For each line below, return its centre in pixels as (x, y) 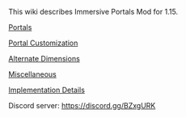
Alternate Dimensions (44, 59)
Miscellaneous (32, 74)
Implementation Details (46, 90)
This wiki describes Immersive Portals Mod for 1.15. (93, 12)
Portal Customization (43, 43)
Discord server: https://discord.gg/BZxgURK (82, 105)
